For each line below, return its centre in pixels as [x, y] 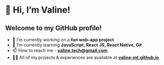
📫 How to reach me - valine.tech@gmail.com [60, 50]
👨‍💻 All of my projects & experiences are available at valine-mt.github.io [85, 57]
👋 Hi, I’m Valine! [38, 10]
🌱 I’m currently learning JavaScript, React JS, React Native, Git [77, 45]
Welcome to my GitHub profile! [54, 28]
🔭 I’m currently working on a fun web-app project [63, 40]
